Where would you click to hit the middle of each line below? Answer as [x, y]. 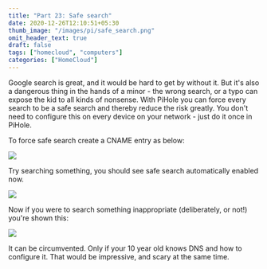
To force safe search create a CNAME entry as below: [96, 140]
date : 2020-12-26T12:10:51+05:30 [64, 23]
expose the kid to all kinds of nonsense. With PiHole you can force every [128, 99]
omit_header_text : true [48, 38]
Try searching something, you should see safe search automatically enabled [133, 170]
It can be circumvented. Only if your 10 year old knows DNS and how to [125, 248]
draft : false [30, 45]
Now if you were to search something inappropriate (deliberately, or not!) [128, 209]
